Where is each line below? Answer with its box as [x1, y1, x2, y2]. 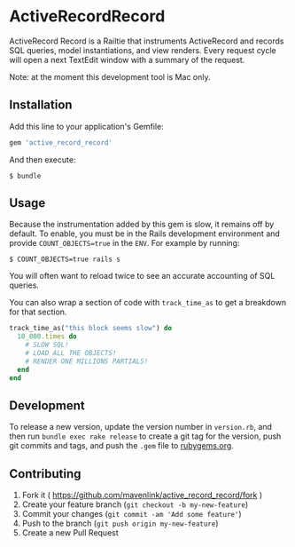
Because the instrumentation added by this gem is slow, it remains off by [9, 219, 275, 230]
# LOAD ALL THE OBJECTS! [25, 349, 117, 358]
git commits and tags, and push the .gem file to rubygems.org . [9, 440, 235, 451]
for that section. [9, 306, 67, 317]
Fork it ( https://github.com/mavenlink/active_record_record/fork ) [21, 490, 263, 501]
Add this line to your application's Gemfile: [9, 121, 164, 131]
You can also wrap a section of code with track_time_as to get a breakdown [9, 297, 286, 308]
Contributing [9, 466, 82, 481]
